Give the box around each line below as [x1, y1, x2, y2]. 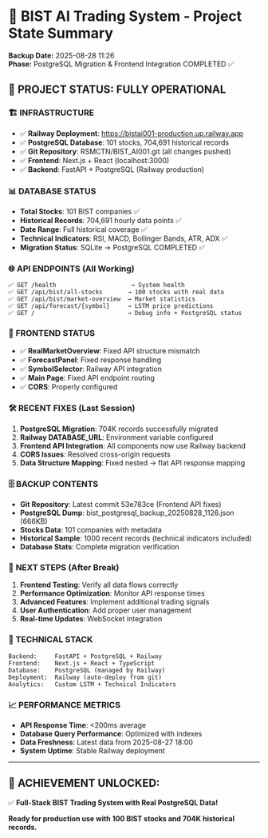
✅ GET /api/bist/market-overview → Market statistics [8, 295, 196, 303]
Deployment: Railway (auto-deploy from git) [8, 673, 162, 681]
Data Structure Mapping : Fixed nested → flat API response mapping [19, 457, 246, 467]
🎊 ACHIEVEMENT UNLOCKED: [8, 776, 160, 790]
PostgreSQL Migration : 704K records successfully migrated [19, 424, 219, 433]
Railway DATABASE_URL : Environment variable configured [19, 432, 214, 442]
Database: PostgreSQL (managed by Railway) [8, 666, 166, 674]
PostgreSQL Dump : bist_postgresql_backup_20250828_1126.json [19, 508, 235, 518]
